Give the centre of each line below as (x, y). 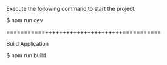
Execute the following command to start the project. (71, 9)
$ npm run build (26, 55)
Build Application (27, 44)
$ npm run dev (25, 20)
